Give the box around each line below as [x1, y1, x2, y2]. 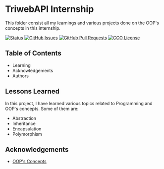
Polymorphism [12, 131, 42, 137]
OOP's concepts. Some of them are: [5, 106, 79, 112]
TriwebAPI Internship [5, 3, 94, 15]
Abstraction [12, 115, 36, 121]
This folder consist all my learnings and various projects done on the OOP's [5, 20, 160, 26]
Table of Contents [5, 49, 62, 57]
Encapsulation [12, 125, 42, 132]
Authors [12, 73, 29, 79]
